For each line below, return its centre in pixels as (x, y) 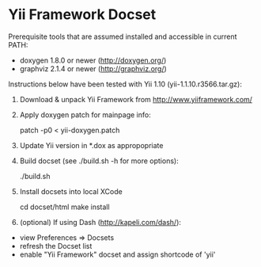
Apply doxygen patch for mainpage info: (85, 114)
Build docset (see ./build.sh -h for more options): (99, 161)
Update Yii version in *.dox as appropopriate (91, 145)
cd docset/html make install (64, 207)
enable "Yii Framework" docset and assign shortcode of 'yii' (117, 254)
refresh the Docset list (56, 246)
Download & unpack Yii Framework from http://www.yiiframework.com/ (136, 99)
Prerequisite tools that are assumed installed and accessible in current (123, 36)
